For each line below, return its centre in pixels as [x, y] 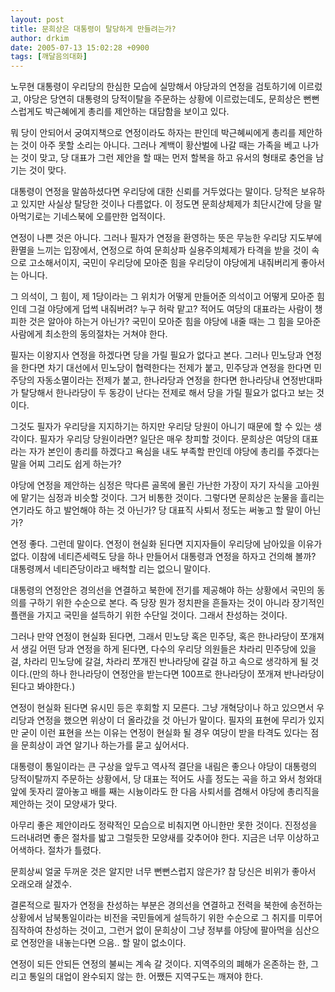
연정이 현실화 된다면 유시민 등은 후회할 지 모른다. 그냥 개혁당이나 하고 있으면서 [162, 708]
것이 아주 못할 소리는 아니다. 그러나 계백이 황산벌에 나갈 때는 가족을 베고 [160, 145]
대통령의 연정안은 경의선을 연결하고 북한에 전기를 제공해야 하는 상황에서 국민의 [162, 590]
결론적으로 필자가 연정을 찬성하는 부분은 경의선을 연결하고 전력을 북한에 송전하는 [166, 905]
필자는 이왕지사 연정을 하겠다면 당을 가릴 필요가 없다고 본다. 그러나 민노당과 [157, 355]
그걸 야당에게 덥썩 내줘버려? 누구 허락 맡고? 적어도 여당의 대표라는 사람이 [170, 309]
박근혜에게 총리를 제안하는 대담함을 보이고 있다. [137, 112]
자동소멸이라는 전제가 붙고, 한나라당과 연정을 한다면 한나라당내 [158, 380]
